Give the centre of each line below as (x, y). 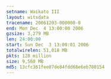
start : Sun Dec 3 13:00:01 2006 (47, 45)
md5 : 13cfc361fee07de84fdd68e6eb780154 (56, 67)
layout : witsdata (28, 17)
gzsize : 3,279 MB (28, 34)
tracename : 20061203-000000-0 (44, 23)
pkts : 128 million (29, 56)
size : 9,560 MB (25, 61)
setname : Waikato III (33, 12)
